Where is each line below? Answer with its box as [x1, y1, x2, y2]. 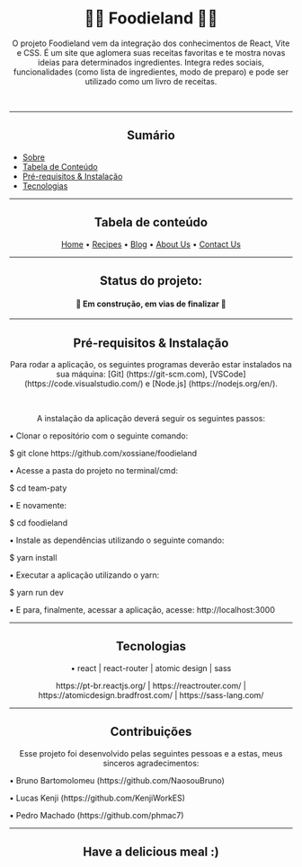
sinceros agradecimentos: [102, 757, 200, 768]
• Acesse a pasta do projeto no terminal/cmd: [9, 464, 178, 475]
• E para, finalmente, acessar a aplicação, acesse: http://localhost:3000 [9, 604, 276, 615]
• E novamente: [9, 500, 67, 510]
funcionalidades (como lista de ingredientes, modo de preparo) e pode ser [13, 66, 289, 77]
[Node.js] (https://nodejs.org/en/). [152, 377, 279, 389]
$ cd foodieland [9, 517, 68, 528]
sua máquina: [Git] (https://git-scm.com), [56, 368, 209, 379]
